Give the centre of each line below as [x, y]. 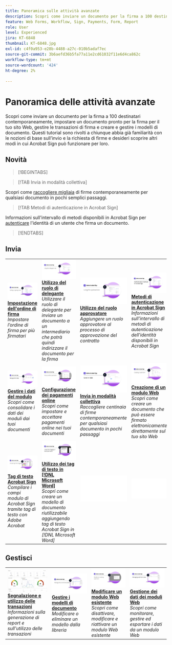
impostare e [54, 411]
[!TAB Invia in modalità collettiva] [52, 182]
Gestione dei [144, 592]
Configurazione [59, 389]
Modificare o [65, 613]
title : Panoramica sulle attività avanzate [52, 11]
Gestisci [19, 558]
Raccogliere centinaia [103, 407]
